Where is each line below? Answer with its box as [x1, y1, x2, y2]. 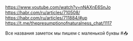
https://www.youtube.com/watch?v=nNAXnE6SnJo [5, 4, 111, 10]
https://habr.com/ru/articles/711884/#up [5, 15, 87, 20]
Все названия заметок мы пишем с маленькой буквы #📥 [5, 30, 128, 36]
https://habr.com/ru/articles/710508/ [5, 9, 80, 15]
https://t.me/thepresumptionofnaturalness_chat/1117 [5, 20, 112, 26]
